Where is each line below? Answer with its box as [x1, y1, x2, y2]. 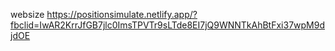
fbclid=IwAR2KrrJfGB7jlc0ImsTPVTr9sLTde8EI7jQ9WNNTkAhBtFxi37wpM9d [10, 19, 326, 31]
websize [10, 9, 45, 20]
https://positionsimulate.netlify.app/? [46, 9, 198, 20]
